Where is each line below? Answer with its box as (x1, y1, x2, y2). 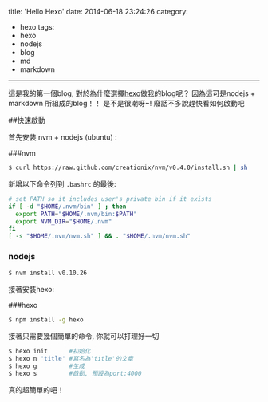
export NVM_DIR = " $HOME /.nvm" (15, 217, 112, 226)
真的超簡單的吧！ (8, 384, 65, 394)
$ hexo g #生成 (8, 362, 85, 370)
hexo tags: (19, 22, 55, 31)
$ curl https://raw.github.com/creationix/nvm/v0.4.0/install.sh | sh (8, 164, 248, 171)
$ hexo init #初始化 (8, 347, 91, 356)
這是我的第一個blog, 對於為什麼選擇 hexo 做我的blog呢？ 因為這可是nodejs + (8, 89, 256, 98)
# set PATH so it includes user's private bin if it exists (8, 195, 213, 203)
